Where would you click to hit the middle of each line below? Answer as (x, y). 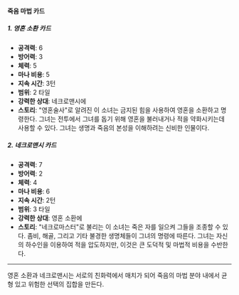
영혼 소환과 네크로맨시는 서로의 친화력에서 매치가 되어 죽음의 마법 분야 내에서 (114, 275)
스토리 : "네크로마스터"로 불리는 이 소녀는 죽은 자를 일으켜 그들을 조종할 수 (119, 227)
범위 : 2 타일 (34, 92)
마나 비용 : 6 (34, 191)
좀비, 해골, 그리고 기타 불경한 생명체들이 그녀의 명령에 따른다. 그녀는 (121, 235)
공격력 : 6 (30, 48)
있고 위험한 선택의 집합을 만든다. (59, 284)
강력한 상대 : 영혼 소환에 (50, 218)
